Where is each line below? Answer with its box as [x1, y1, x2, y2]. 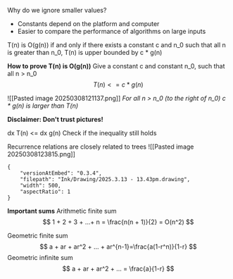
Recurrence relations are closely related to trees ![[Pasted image [7, 142, 194, 151]
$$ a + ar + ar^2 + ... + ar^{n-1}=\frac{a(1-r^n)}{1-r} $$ [39, 242, 197, 251]
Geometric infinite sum [7, 254, 74, 261]
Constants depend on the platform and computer [17, 20, 160, 27]
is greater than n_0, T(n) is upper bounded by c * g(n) [7, 49, 163, 56]
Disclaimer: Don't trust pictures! [7, 116, 103, 123]
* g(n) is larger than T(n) [7, 101, 79, 110]
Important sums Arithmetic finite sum [7, 207, 118, 215]
